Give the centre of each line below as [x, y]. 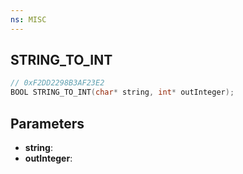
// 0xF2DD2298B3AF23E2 [57, 83]
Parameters [47, 123]
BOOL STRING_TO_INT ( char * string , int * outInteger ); [122, 92]
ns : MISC [28, 19]
